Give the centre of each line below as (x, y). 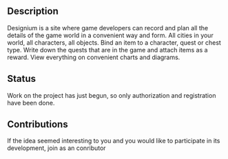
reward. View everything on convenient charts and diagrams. (94, 57)
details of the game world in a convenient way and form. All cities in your (110, 35)
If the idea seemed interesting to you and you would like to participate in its (114, 141)
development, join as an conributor (56, 148)
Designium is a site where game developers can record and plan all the (108, 28)
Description (33, 11)
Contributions (38, 124)
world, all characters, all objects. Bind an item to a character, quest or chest (114, 42)
